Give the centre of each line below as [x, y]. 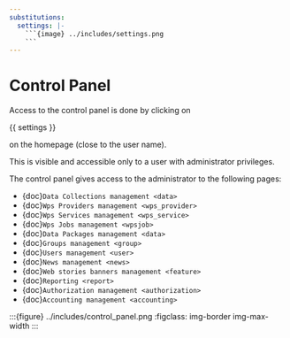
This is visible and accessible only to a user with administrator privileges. [142, 162]
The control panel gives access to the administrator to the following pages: [145, 179]
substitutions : [37, 17]
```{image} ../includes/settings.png [95, 34]
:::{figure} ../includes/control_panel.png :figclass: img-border [120, 317]
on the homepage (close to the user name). [88, 145]
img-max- [251, 317]
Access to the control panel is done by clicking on [100, 111]
